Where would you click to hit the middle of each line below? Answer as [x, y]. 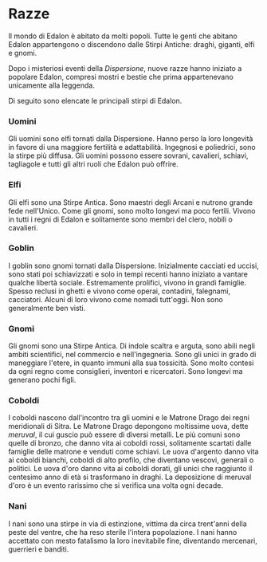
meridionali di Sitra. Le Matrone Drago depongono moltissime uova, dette [128, 426]
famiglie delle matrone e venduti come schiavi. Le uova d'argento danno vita [133, 452]
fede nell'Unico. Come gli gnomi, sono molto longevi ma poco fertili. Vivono [132, 210]
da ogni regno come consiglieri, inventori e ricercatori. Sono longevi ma [126, 371]
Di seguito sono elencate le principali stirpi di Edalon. [95, 100]
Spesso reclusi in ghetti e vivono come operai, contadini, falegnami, [120, 291]
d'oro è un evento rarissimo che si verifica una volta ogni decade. [116, 485]
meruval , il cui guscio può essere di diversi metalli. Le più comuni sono [124, 434]
